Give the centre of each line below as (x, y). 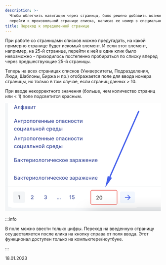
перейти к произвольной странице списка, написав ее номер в (74, 21)
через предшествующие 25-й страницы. (48, 62)
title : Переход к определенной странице (47, 26)
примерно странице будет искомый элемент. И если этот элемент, (76, 46)
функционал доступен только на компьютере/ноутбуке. (64, 239)
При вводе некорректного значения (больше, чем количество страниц (80, 91)
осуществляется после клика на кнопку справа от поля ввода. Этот (77, 234)
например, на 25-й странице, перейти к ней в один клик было (71, 51)
